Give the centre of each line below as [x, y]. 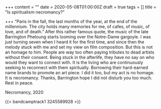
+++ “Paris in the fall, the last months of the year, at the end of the [71, 21]
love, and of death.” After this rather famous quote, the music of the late [77, 32]
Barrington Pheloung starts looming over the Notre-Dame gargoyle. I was [78, 37]
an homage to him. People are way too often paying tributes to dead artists [80, 52]
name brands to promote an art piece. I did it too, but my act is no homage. [80, 73]
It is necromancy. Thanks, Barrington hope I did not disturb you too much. [79, 78]
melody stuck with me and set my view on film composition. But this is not [79, 47]
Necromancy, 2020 [24, 92]
